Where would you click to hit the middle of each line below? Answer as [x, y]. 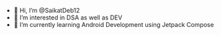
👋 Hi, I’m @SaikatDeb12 [47, 10]
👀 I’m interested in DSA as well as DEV [68, 17]
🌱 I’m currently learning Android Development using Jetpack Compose [114, 25]
